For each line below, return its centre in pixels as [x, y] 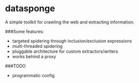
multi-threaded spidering [37, 46]
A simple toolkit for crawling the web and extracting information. [70, 22]
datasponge [30, 9]
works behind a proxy [34, 56]
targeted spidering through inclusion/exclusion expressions [72, 41]
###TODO [15, 66]
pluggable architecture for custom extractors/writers [65, 51]
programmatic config [33, 75]
